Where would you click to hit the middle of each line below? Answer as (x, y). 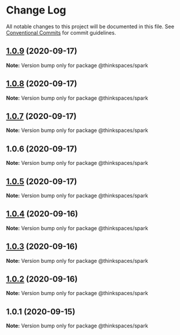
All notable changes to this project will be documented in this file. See (90, 26)
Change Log (36, 10)
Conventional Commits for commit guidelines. (61, 32)
